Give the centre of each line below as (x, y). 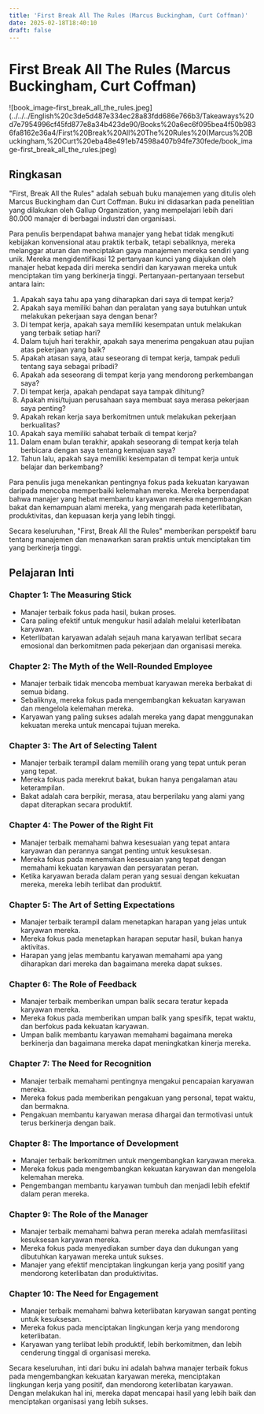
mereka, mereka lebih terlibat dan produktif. (91, 884)
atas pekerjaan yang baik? (62, 350)
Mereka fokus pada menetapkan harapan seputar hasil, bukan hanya (131, 938)
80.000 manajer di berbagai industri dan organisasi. (93, 218)
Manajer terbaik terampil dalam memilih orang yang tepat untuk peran (133, 763)
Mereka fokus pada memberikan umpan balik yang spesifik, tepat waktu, (138, 1018)
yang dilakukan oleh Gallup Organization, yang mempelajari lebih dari (121, 211)
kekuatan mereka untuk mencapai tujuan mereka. (100, 726)
